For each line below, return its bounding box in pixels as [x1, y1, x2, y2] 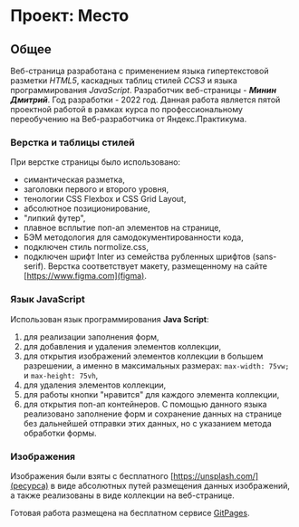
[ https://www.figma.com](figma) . [23, 271, 148, 282]
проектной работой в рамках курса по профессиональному [10, 104, 244, 114]
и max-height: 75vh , [23, 369, 99, 380]
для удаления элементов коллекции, [23, 379, 167, 390]
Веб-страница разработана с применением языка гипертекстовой [10, 65, 269, 76]
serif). [23, 261, 46, 272]
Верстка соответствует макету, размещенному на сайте [47, 261, 268, 272]
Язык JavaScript [10, 293, 85, 306]
